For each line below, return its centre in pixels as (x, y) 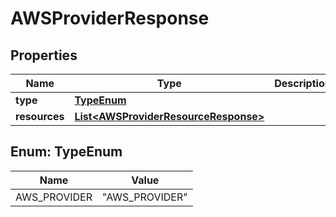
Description (303, 83)
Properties (44, 55)
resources (40, 116)
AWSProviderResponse (110, 18)
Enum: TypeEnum (66, 152)
